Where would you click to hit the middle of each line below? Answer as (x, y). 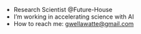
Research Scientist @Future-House (63, 10)
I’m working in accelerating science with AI (74, 17)
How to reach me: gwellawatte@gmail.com (74, 24)
